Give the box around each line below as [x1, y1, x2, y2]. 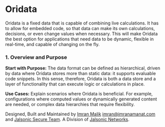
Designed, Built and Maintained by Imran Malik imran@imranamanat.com [5, 111, 155, 117]
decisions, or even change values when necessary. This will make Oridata [5, 30, 158, 36]
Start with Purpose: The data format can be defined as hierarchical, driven [5, 65, 160, 71]
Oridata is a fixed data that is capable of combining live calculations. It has [5, 20, 159, 26]
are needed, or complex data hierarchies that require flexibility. [5, 101, 135, 107]
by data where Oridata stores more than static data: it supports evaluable [5, 70, 156, 76]
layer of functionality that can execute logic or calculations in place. [5, 81, 145, 87]
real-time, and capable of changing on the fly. [5, 41, 100, 47]
